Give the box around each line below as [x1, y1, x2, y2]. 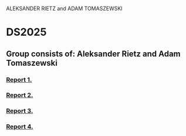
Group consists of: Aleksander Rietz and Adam [6, 49, 181, 59]
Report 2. [6, 91, 33, 99]
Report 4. [6, 123, 33, 131]
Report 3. [6, 107, 33, 115]
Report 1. [6, 76, 32, 84]
